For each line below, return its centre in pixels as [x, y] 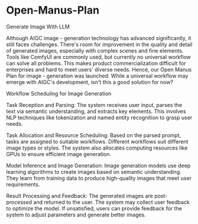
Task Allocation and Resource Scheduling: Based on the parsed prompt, [94, 135]
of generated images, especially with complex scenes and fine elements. [95, 50]
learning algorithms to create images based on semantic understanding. [94, 171]
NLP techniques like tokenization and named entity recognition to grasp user [99, 117]
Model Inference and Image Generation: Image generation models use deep [98, 165]
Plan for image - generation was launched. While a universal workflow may [97, 76]
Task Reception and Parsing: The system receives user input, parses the [94, 105]
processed [19, 202]
